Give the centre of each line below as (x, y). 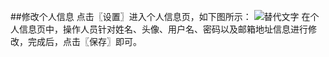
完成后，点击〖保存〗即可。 (84, 41)
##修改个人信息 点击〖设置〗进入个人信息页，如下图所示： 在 (160, 16)
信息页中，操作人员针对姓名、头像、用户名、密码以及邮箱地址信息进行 (163, 29)
